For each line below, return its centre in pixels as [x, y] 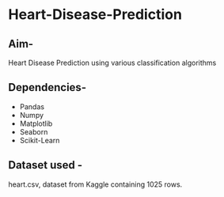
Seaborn [34, 131]
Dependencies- [47, 87]
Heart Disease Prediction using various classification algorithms [112, 63]
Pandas [32, 106]
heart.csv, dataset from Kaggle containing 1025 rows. [95, 184]
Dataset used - [46, 165]
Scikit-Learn [40, 140]
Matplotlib [36, 123]
